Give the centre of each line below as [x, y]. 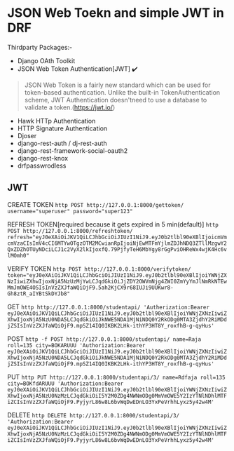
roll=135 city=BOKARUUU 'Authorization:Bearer [76, 345]
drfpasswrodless [42, 166]
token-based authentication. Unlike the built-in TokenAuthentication [122, 92]
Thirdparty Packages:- [40, 47]
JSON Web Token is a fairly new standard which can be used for [118, 85]
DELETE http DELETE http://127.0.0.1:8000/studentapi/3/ [94, 415]
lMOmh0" [19, 255]
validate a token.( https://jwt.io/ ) [70, 107]
